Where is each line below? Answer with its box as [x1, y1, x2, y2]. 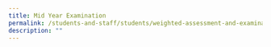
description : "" [8, 26, 63, 34]
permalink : [8, 19, 45, 27]
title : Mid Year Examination [8, 11, 106, 20]
